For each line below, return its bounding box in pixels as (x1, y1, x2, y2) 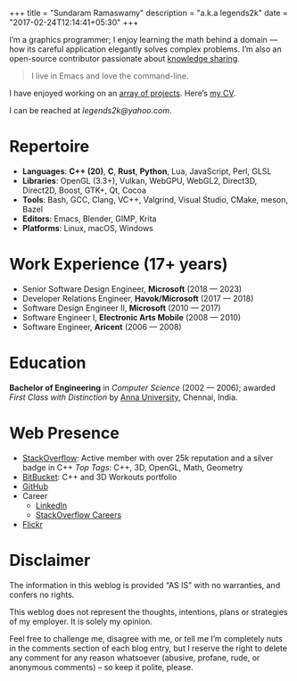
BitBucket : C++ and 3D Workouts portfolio (21, 471, 177, 482)
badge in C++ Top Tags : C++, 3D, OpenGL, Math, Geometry (21, 461, 243, 472)
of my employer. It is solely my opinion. (9, 616, 153, 627)
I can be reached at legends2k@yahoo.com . (9, 105, 172, 115)
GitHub (21, 481, 49, 492)
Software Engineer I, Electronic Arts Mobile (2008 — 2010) (21, 311, 242, 322)
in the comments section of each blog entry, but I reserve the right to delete (9, 643, 288, 653)
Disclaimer (9, 550, 91, 570)
